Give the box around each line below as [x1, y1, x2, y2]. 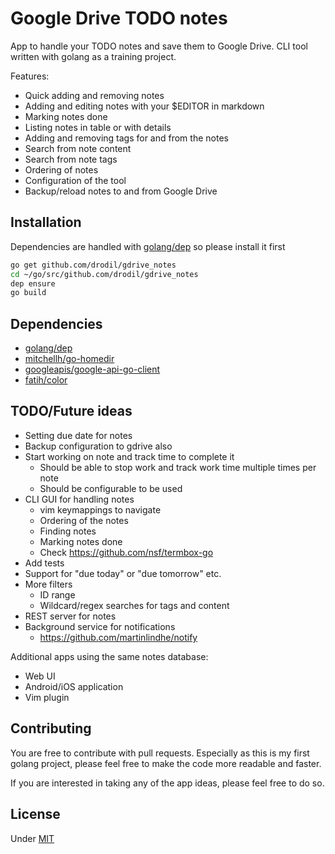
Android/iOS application [24, 680, 124, 692]
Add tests [24, 557, 65, 569]
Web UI [24, 670, 56, 682]
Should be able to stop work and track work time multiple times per [39, 461, 317, 473]
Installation [10, 214, 82, 231]
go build [10, 288, 47, 298]
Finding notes [39, 525, 97, 537]
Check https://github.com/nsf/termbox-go [39, 546, 214, 558]
